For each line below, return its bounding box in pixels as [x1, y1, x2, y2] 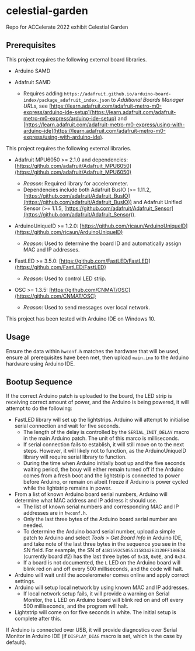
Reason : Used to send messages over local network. [23, 304, 151, 311]
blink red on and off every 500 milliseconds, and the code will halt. [23, 566, 184, 573]
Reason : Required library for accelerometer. [23, 180, 128, 187]
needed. [23, 522, 44, 529]
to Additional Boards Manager [110, 96, 184, 103]
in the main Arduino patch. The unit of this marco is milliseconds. [23, 435, 179, 442]
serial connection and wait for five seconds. [14, 422, 120, 429]
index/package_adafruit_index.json [23, 97, 110, 103]
